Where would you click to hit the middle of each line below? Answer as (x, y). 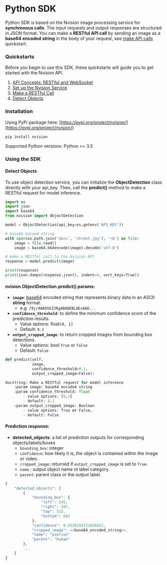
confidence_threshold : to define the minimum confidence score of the (84, 313)
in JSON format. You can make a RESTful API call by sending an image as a (83, 33)
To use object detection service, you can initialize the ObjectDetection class (84, 182)
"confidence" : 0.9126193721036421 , (69, 525)
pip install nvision (27, 137)
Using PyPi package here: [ (33, 122)
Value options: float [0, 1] (46, 324)
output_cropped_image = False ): (63, 373)
